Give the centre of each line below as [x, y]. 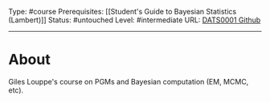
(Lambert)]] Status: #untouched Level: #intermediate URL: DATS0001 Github [135, 20]
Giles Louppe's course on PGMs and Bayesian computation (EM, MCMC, [129, 81]
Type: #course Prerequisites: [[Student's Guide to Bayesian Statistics [123, 12]
